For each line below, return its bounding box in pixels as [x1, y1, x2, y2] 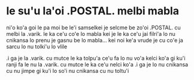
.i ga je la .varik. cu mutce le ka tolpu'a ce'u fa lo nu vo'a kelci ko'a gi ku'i [6, 54, 186, 61]
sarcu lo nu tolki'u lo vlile [6, 43, 68, 50]
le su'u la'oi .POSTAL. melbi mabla [6, 4, 180, 18]
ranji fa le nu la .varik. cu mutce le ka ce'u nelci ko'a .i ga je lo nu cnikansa [6, 61, 189, 68]
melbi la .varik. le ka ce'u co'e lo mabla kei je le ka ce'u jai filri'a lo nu [6, 30, 175, 37]
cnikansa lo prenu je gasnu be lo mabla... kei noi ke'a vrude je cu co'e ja [6, 36, 184, 44]
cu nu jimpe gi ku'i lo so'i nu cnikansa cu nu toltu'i [6, 67, 129, 74]
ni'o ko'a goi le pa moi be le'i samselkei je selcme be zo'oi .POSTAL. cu [6, 24, 181, 31]
